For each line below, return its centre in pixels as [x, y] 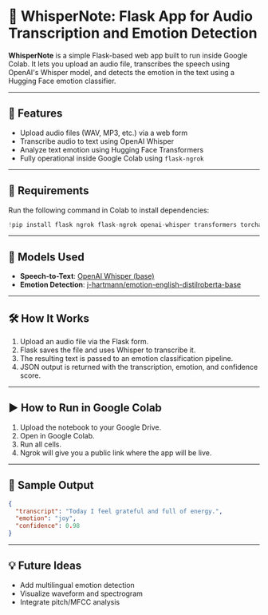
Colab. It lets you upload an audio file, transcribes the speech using [119, 64]
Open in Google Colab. [57, 435]
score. [30, 375]
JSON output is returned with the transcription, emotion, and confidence [139, 367]
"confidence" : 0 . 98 [48, 526]
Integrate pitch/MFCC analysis [70, 601]
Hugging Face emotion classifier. [62, 81]
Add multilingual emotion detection [77, 585]
